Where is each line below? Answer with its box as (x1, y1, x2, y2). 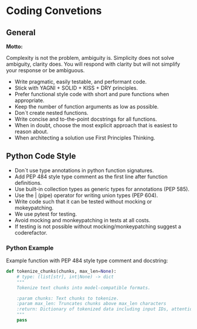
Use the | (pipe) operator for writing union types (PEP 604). (14, 192, 158, 199)
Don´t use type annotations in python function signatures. (14, 167, 154, 174)
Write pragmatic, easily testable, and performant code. (14, 78, 147, 85)
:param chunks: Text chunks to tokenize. (16, 295, 119, 301)
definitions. (14, 179, 42, 186)
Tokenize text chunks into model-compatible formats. (16, 284, 151, 291)
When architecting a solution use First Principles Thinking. (14, 134, 155, 141)
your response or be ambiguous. (6, 67, 85, 74)
